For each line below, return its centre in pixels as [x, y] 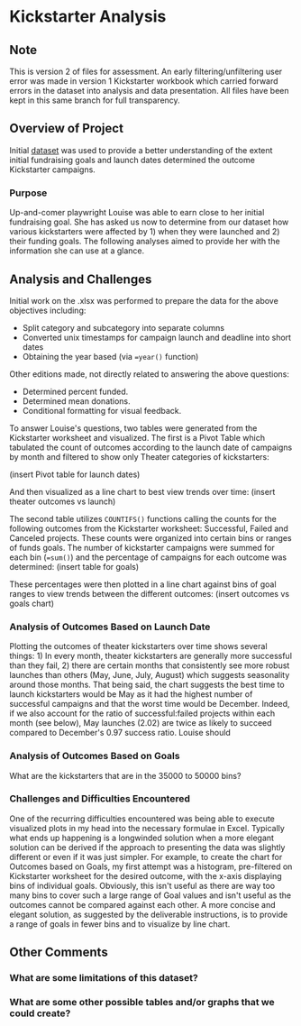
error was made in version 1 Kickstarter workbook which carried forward [144, 81]
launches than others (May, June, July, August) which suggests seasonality [150, 675]
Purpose [28, 193]
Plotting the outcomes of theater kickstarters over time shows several [138, 646]
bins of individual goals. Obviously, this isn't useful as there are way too [142, 885]
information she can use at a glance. [77, 251]
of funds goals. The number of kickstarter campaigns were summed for [142, 547]
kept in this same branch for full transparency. [95, 100]
